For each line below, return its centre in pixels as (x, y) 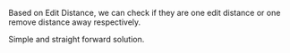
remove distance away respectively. (75, 22)
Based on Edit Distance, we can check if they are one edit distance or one (145, 13)
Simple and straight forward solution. (77, 39)
